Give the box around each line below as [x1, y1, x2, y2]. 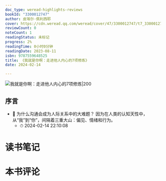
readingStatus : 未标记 [5, 35, 50, 40]
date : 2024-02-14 [5, 62, 41, 67]
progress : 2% [5, 40, 32, 45]
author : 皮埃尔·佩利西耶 [5, 16, 51, 21]
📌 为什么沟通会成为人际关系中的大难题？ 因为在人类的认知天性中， [12, 111, 148, 117]
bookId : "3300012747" [5, 12, 50, 17]
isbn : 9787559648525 [5, 53, 48, 58]
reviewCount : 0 [5, 26, 37, 31]
